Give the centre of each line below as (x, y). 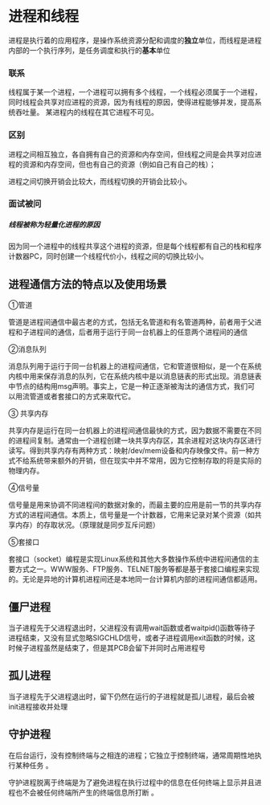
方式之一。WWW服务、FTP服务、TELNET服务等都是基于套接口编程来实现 (137, 569)
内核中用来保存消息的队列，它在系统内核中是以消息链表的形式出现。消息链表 (135, 376)
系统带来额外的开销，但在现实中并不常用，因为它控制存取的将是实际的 (145, 461)
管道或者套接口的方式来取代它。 (82, 396)
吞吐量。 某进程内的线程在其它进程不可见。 (86, 112)
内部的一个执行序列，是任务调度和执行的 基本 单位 (89, 50)
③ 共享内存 (29, 414)
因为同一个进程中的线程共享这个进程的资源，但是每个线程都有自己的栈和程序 (135, 247)
